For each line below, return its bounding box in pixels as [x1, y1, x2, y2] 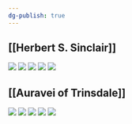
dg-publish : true [8, 11, 66, 20]
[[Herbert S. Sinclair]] [8, 41, 117, 55]
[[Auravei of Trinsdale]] [8, 86, 126, 99]
